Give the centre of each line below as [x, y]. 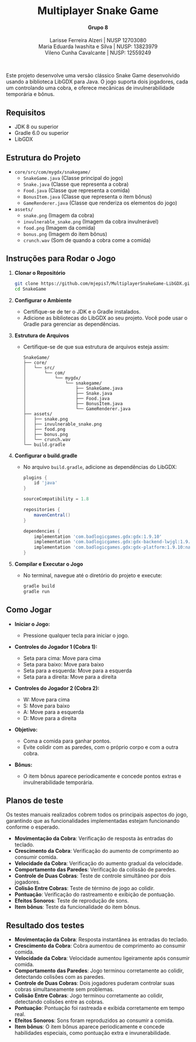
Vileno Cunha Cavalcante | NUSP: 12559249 [98, 53]
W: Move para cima [46, 699]
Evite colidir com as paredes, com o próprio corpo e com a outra [101, 747]
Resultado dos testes [45, 925]
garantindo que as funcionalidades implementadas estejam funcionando [93, 821]
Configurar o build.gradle [46, 455]
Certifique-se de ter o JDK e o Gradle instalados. [82, 311]
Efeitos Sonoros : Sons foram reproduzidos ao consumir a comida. [94, 1020]
